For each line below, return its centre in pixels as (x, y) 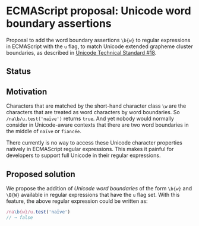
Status (19, 72)
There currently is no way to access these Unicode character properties (94, 143)
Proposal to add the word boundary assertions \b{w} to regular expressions (98, 40)
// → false (20, 217)
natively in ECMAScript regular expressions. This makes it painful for (90, 149)
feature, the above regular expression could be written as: (77, 201)
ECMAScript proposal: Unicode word (99, 11)
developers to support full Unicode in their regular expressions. (83, 155)
